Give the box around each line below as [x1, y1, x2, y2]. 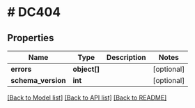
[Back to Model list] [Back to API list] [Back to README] [7, 93, 167, 102]
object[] [72, 64, 100, 74]
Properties [7, 32, 54, 44]
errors [10, 64, 32, 74]
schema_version [10, 76, 66, 85]
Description [107, 53, 146, 62]
